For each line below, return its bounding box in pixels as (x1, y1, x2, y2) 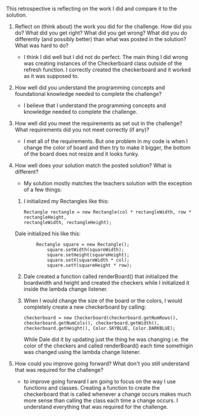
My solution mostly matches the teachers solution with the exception (23, 180, 192, 187)
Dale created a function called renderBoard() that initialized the (23, 273, 178, 280)
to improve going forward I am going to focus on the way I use (23, 378, 176, 385)
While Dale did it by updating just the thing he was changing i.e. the (23, 336, 189, 343)
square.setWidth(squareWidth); (46, 247, 125, 253)
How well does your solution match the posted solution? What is (14, 162, 172, 169)
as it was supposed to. (23, 73, 79, 79)
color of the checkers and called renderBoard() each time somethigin (23, 342, 193, 349)
